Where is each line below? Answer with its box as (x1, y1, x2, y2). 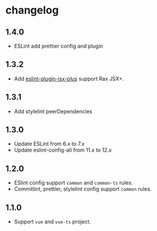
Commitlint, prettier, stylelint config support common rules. (14, 186, 152, 193)
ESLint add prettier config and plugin (14, 42, 103, 49)
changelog (5, 4, 59, 17)
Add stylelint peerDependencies (14, 108, 92, 115)
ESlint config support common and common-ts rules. (14, 179, 133, 186)
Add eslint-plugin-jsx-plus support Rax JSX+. (14, 75, 124, 82)
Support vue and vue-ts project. (14, 218, 91, 225)
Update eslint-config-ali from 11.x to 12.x (14, 146, 112, 153)
